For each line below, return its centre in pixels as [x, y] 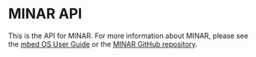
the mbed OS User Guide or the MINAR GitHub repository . [103, 44]
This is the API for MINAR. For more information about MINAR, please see [128, 36]
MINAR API [45, 14]
